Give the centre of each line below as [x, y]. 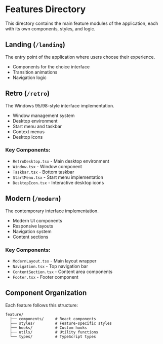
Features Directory [46, 9]
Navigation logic [30, 78]
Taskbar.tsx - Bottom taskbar [43, 172]
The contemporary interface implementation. [52, 211]
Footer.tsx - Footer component [45, 277]
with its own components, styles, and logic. [50, 28]
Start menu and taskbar [37, 126]
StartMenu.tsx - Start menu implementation [58, 177]
